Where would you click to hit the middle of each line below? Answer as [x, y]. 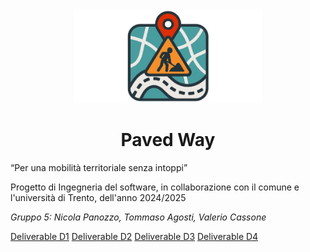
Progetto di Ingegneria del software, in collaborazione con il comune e [155, 187]
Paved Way [168, 140]
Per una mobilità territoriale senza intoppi [99, 167]
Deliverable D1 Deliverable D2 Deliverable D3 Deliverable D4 [134, 236]
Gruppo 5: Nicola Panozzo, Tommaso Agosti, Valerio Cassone [138, 217]
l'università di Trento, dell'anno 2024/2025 [98, 197]
